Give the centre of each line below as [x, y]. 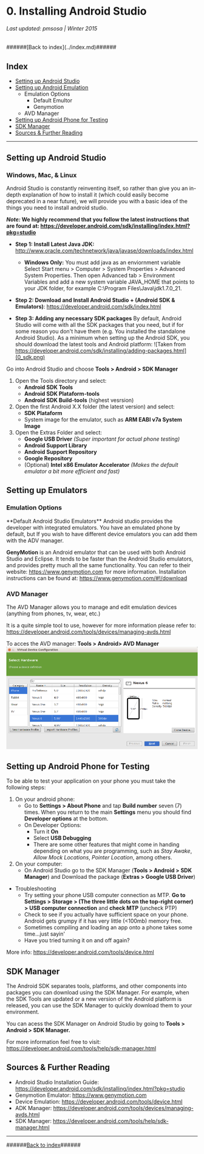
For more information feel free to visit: [54, 1042]
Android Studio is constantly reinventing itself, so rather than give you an [97, 188]
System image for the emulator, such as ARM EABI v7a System [103, 419]
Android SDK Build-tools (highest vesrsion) [79, 400]
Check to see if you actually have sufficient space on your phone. [106, 915]
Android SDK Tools [49, 387]
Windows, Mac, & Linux [42, 175]
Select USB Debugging [62, 838]
